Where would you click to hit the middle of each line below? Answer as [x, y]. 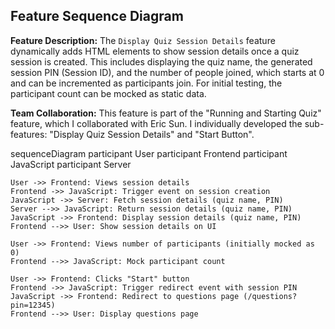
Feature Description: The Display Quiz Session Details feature [143, 40]
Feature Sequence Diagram [97, 16]
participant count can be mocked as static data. [108, 93]
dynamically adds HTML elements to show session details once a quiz [155, 51]
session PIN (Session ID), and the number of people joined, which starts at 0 [167, 72]
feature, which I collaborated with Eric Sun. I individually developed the [156, 123]
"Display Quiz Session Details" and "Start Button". [152, 134]
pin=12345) [33, 305]
